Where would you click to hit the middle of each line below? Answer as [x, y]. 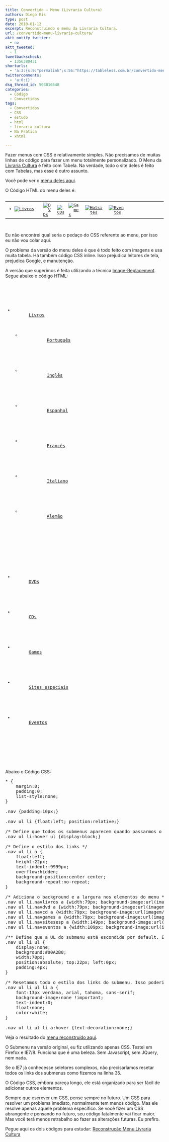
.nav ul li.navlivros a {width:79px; [52, 902]
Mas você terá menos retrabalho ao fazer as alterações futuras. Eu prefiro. [82, 1119]
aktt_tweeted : [20, 47]
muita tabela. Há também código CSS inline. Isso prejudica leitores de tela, [82, 256]
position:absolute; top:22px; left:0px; [66, 962]
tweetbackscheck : [23, 57]
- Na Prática [23, 131]
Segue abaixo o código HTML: [37, 276]
